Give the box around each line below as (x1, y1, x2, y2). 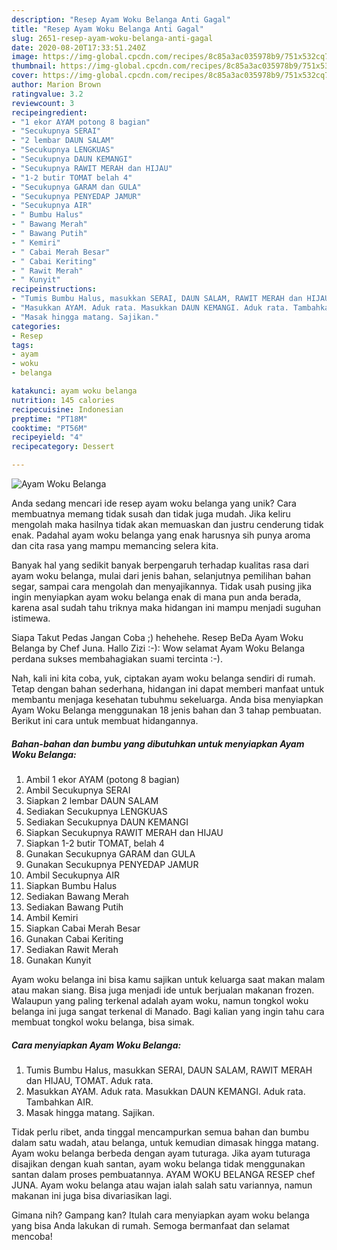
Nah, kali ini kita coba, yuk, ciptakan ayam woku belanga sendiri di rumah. (11, 672, 316, 684)
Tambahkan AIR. (25, 1096, 94, 1108)
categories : (11, 321, 61, 331)
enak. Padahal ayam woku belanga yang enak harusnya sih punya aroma (11, 529, 311, 541)
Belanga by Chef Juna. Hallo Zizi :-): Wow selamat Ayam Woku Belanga (11, 642, 305, 654)
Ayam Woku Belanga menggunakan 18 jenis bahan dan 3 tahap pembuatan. (11, 704, 322, 716)
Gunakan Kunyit (25, 954, 92, 966)
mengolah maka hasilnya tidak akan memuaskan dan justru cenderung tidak (11, 519, 324, 530)
